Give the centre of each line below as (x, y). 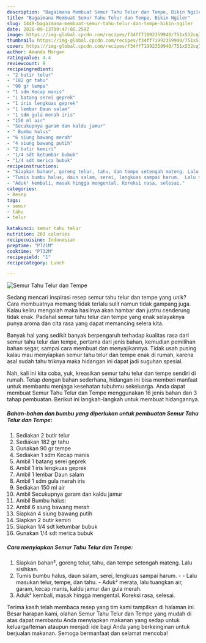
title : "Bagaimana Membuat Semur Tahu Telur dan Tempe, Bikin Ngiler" (99, 18)
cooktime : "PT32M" (30, 251)
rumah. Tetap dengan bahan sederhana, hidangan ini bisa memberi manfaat (102, 380)
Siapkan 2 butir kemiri (43, 520)
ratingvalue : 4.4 (29, 58)
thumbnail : (21, 40)
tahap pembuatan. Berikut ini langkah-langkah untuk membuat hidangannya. (103, 399)
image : (15, 35)
